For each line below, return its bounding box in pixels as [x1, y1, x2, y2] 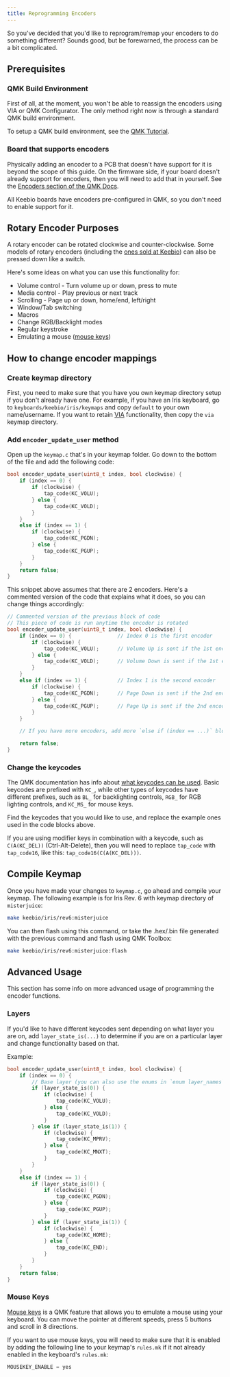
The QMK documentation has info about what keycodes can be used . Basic [7, 778, 220, 787]
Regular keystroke [16, 325, 68, 333]
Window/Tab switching [16, 303, 82, 312]
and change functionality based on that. [7, 1039, 120, 1047]
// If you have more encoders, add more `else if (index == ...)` [19, 728, 213, 734]
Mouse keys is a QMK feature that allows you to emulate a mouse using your [7, 1308, 223, 1316]
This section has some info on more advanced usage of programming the [7, 985, 214, 993]
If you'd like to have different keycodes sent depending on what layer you [7, 1025, 214, 1033]
